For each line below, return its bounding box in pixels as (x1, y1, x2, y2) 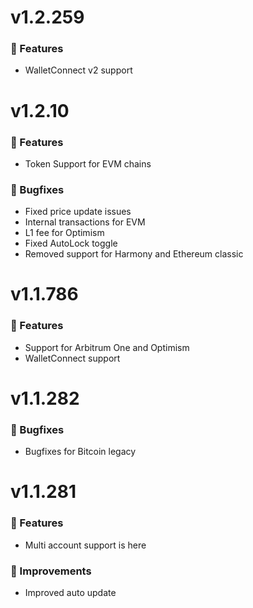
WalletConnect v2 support (24, 64, 133, 76)
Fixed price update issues (24, 206, 132, 218)
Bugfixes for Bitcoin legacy (24, 446, 137, 458)
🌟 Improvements (10, 564, 92, 578)
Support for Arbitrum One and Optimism (24, 341, 190, 353)
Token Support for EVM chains (24, 157, 152, 170)
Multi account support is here (24, 539, 147, 551)
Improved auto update (24, 587, 117, 599)
